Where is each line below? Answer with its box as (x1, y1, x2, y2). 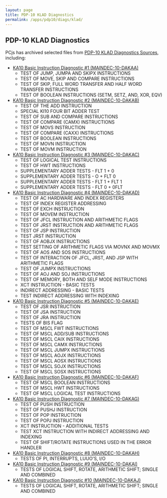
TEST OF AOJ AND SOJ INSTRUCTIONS (20, 271, 105, 277)
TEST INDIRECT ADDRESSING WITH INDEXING (20, 293, 120, 299)
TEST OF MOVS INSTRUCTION (20, 125, 86, 131)
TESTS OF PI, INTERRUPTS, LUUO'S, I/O (20, 456, 106, 462)
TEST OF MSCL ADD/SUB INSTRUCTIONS (20, 330, 109, 337)
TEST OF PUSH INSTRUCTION (20, 401, 85, 408)
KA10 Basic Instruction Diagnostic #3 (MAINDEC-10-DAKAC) (12, 152, 140, 158)
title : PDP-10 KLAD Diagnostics (5, 12, 74, 17)
